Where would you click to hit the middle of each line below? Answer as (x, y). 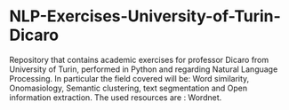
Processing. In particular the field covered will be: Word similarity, (129, 78)
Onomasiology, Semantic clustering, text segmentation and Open (128, 88)
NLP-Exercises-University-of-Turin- (145, 16)
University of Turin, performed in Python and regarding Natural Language (144, 69)
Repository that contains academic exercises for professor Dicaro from (139, 59)
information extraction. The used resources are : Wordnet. (116, 97)
